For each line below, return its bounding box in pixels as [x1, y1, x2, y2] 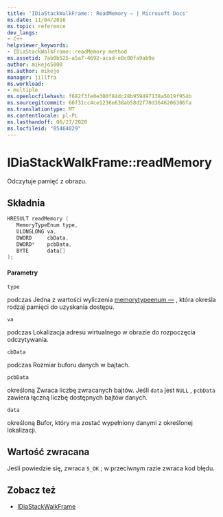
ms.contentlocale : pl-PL [7, 112, 78, 119]
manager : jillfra [7, 73, 57, 81]
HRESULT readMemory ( [7, 216, 69, 222]
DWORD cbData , [16, 234, 69, 241]
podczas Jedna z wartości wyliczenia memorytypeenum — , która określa [7, 296, 216, 304]
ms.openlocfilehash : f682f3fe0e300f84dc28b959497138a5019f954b [7, 93, 192, 100]
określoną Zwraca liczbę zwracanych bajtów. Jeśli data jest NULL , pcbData [7, 386, 215, 395]
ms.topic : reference [7, 23, 67, 30]
